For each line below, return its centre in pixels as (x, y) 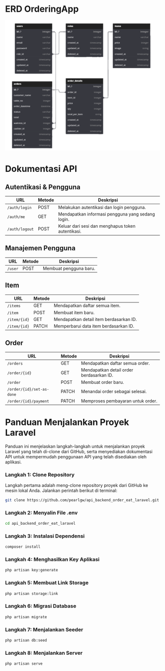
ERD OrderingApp (42, 9)
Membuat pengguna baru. (69, 268)
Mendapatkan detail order (107, 370)
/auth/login (19, 208)
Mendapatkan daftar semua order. (115, 363)
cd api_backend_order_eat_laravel (41, 524)
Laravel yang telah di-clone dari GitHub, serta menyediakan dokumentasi (79, 451)
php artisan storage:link (31, 593)
